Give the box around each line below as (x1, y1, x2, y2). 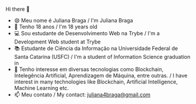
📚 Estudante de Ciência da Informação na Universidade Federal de (14, 45, 178, 52)
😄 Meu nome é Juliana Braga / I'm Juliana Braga (14, 17, 133, 24)
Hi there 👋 (5, 6, 30, 12)
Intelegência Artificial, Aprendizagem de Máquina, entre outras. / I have (14, 72, 188, 79)
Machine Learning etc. (14, 85, 69, 91)
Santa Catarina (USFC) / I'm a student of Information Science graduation (14, 53, 191, 60)
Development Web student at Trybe (14, 38, 101, 45)
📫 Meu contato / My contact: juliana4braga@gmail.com (14, 91, 151, 98)
